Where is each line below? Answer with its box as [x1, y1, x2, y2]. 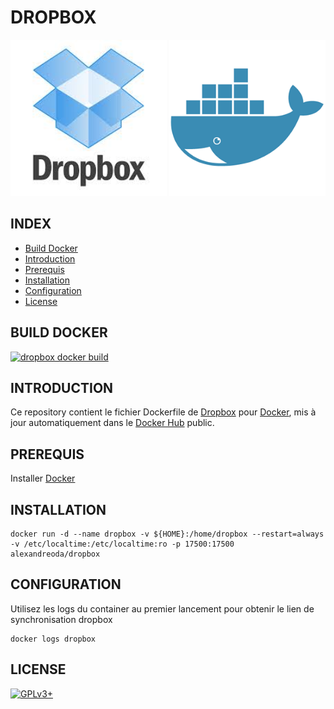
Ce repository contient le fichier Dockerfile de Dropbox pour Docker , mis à [10, 406, 317, 418]
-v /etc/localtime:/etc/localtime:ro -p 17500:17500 [10, 539, 235, 549]
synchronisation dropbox [10, 613, 113, 625]
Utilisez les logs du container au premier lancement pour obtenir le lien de [10, 602, 315, 615]
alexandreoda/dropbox [10, 549, 101, 559]
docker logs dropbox [10, 634, 97, 644]
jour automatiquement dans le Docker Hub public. [10, 417, 215, 429]
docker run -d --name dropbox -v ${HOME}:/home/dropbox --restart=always [10, 529, 325, 539]
